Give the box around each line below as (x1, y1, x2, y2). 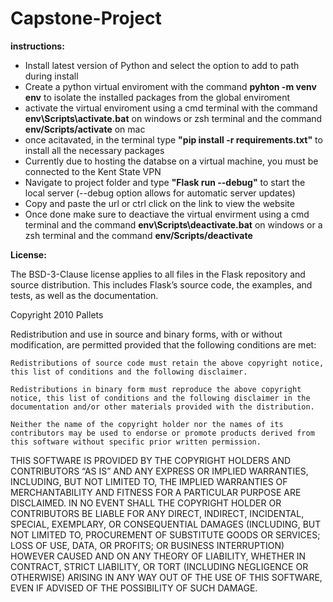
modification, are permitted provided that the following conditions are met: (10, 338, 317, 351)
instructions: (10, 40, 65, 52)
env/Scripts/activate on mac (24, 123, 146, 135)
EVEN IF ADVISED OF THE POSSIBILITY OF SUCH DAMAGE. (10, 582, 258, 594)
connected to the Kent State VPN (24, 165, 162, 177)
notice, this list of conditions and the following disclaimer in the (10, 393, 311, 403)
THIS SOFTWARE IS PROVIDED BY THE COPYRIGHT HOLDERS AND (10, 454, 292, 466)
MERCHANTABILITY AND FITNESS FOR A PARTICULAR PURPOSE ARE (10, 486, 302, 498)
